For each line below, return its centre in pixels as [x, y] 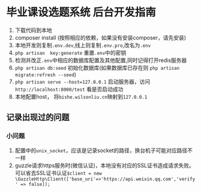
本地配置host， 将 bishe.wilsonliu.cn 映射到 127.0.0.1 [81, 96]
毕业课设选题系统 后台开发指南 [81, 12]
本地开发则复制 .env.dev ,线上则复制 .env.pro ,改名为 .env [83, 45]
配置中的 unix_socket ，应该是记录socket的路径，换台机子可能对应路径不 [104, 150]
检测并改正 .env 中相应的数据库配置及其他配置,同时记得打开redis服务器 [101, 60]
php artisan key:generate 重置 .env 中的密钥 [70, 52]
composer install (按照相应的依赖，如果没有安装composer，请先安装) [100, 37]
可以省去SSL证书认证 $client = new [58, 173]
